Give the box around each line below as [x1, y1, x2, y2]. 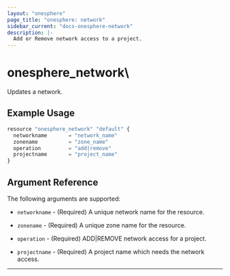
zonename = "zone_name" [13, 138, 109, 145]
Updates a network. [7, 88, 63, 96]
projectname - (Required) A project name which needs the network [16, 247, 205, 255]
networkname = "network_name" [13, 131, 118, 139]
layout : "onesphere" [7, 10, 66, 17]
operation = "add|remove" [13, 145, 112, 151]
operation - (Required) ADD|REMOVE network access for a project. [16, 234, 207, 242]
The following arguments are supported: [7, 195, 121, 203]
